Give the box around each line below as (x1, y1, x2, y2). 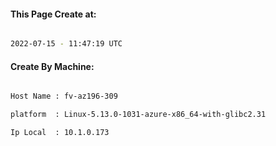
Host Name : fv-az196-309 (10, 91, 118, 102)
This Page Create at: (10, 8, 97, 20)
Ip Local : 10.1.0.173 (10, 128, 110, 138)
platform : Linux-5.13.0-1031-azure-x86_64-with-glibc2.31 (10, 110, 267, 120)
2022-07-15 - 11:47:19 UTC (10, 39, 123, 49)
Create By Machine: (10, 60, 95, 72)
